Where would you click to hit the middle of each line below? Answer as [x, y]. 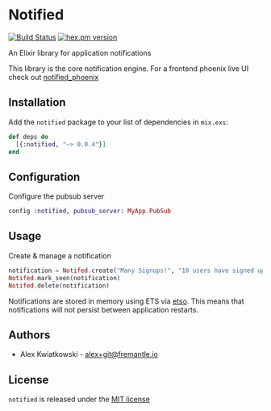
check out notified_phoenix [54, 77]
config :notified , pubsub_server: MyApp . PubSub [90, 212]
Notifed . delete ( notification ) [59, 285]
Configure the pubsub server [56, 196]
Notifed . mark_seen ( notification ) [65, 278]
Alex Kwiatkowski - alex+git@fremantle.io [89, 354]
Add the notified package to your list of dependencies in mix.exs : [118, 122]
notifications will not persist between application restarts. [104, 309]
